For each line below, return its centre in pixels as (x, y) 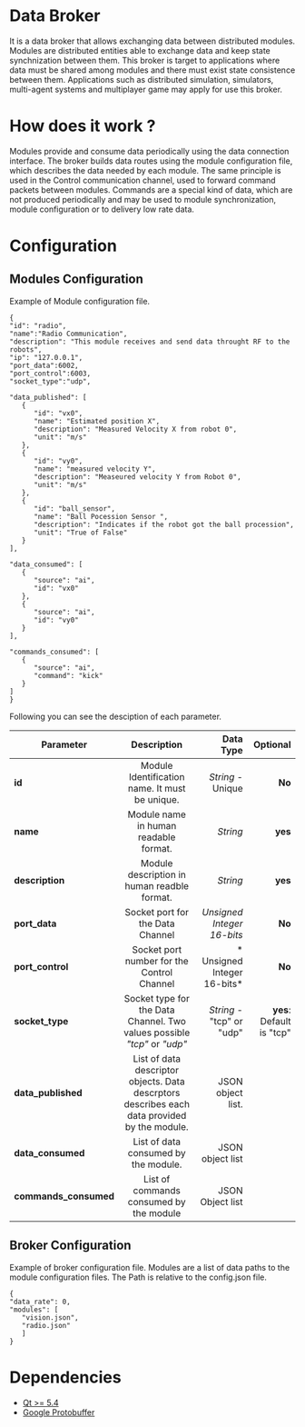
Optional (272, 744)
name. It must (157, 788)
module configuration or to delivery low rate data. (102, 209)
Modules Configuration (76, 279)
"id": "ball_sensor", (74, 509)
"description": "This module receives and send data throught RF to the (150, 342)
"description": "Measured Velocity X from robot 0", (135, 429)
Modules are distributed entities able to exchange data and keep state (140, 50)
